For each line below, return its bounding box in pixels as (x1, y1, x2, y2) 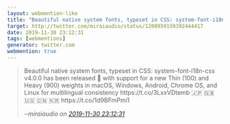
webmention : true (7, 48, 57, 55)
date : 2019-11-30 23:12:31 (7, 29, 84, 36)
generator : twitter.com (7, 42, 75, 48)
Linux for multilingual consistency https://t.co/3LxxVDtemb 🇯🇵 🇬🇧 (23, 88, 215, 96)
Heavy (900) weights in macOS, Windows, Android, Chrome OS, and (23, 81, 218, 89)
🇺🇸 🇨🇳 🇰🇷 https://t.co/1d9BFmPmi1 (23, 96, 130, 104)
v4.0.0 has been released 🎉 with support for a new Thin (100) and (23, 74, 209, 82)
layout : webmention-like (7, 10, 78, 17)
